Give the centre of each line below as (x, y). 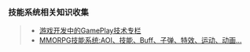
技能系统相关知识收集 (48, 12)
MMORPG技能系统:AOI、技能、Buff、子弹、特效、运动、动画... (140, 40)
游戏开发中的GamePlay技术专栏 (90, 31)
